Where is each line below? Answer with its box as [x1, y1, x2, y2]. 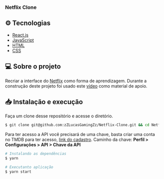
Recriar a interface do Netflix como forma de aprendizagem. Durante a [5, 78, 147, 84]
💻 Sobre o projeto [5, 63, 61, 71]
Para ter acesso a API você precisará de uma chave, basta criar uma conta [5, 132, 155, 137]
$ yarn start [5, 169, 32, 174]
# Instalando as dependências [5, 151, 67, 157]
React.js [12, 32, 29, 38]
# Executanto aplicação [5, 164, 54, 170]
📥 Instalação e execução [5, 97, 83, 106]
